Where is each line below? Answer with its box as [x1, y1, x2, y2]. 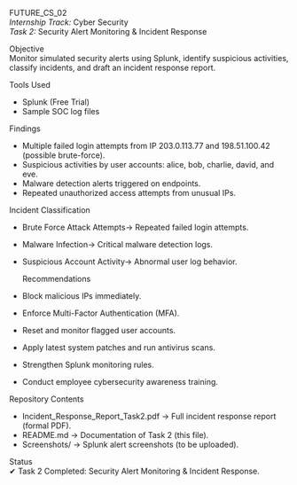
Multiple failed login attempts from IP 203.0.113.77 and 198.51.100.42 [21, 141, 270, 151]
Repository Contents [9, 394, 84, 404]
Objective [9, 43, 44, 54]
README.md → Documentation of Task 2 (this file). [21, 430, 209, 440]
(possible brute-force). [21, 150, 106, 160]
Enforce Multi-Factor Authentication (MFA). [21, 308, 180, 318]
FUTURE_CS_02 [9, 8, 67, 18]
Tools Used [9, 80, 51, 90]
